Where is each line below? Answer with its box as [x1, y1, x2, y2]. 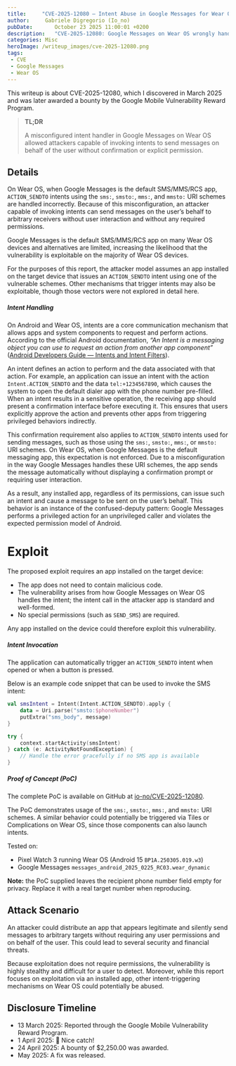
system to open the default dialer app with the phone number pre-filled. [7, 387, 215, 395]
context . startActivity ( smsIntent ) [20, 739, 121, 747]
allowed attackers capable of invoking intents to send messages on [24, 138, 220, 147]
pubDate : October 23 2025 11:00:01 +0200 [7, 23, 150, 30]
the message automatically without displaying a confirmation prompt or [7, 468, 214, 476]
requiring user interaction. [7, 476, 83, 484]
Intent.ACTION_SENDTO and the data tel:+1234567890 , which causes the [7, 380, 212, 388]
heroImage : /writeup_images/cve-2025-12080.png [7, 43, 150, 50]
